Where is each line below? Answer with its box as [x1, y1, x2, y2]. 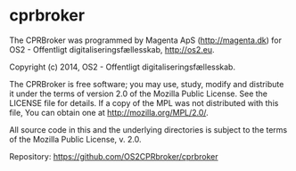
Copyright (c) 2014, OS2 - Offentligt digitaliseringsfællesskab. [9, 61, 236, 72]
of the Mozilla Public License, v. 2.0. [9, 134, 142, 144]
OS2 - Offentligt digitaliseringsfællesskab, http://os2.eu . [9, 44, 215, 54]
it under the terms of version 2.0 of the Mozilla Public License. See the [9, 88, 267, 99]
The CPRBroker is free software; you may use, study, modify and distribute [9, 78, 284, 89]
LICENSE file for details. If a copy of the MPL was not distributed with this [9, 97, 279, 108]
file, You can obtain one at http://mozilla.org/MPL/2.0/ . [9, 107, 210, 118]
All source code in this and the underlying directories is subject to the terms [9, 124, 288, 134]
